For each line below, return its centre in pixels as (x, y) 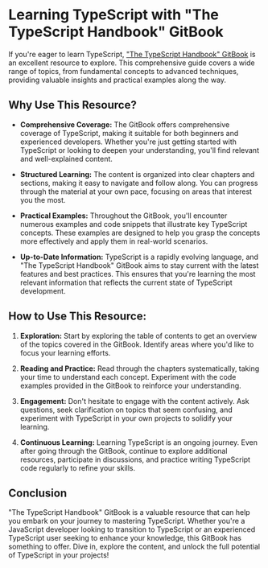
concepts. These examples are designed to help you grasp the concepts (140, 233)
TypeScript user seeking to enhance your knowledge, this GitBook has (125, 538)
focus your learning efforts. (65, 352)
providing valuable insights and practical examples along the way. (118, 80)
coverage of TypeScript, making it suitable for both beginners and (129, 133)
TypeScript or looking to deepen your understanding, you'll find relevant (140, 150)
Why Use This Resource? (72, 105)
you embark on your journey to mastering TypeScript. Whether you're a (127, 521)
